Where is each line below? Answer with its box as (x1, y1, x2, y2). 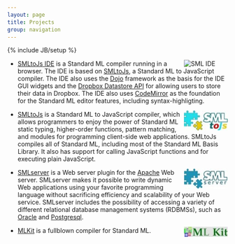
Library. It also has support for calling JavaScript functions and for (17, 148, 208, 156)
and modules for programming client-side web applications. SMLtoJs (17, 133, 217, 141)
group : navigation (7, 26, 61, 33)
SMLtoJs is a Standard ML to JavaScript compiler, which (17, 110, 180, 119)
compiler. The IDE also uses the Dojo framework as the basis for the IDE (17, 74, 225, 83)
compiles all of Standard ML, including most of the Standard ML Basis (17, 140, 219, 148)
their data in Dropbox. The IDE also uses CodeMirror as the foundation (17, 89, 220, 98)
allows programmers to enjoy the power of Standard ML (17, 117, 178, 126)
